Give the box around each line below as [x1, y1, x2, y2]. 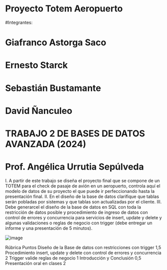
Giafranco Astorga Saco [5, 37, 106, 48]
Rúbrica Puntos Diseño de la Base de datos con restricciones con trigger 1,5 [5, 244, 162, 250]
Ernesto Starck [5, 60, 68, 71]
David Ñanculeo [5, 105, 73, 116]
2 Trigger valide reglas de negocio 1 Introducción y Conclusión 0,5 [5, 255, 142, 261]
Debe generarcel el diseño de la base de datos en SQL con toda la [5, 204, 141, 210]
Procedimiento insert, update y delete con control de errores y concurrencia [5, 250, 162, 256]
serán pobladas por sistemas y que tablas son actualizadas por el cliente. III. [5, 198, 162, 204]
